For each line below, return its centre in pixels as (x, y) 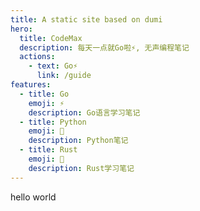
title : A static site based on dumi (86, 19)
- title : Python (53, 122)
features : (31, 85)
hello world (33, 197)
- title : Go (44, 94)
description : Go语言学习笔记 (84, 112)
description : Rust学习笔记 (81, 168)
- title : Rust (48, 150)
